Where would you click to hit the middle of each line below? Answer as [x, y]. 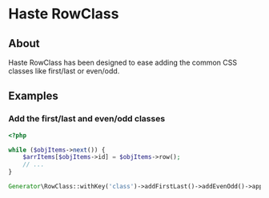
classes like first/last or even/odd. [64, 71]
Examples [33, 96]
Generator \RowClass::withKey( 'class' [71, 187]
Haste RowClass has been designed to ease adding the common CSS [123, 62]
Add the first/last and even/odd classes [87, 119]
